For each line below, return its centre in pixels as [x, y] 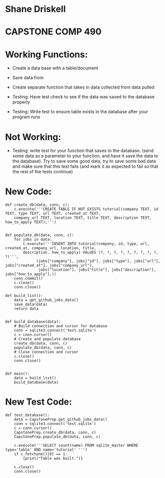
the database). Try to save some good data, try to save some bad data [84, 161]
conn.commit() [28, 279]
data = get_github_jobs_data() [46, 300]
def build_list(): [24, 296]
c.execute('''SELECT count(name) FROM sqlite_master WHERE [76, 446]
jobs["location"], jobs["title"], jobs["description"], [97, 270]
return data [26, 309]
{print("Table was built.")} [53, 459]
